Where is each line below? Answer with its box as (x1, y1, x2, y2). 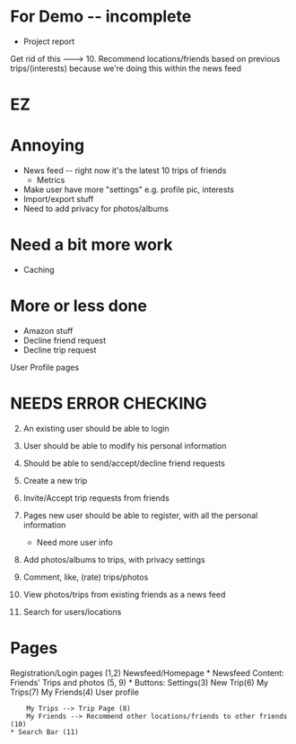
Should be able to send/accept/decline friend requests (22, 458, 225, 468)
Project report (22, 36, 75, 47)
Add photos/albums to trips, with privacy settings (22, 554, 205, 565)
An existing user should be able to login (22, 423, 170, 433)
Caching (22, 265, 55, 275)
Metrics (36, 175, 65, 186)
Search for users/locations (22, 606, 122, 617)
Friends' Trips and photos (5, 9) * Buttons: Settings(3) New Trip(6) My (10, 677, 268, 687)
